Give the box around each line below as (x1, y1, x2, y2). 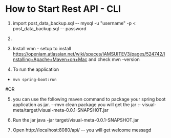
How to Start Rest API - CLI (5, 3, 121, 15)
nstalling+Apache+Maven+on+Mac (12, 56, 88, 62)
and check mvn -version (88, 56, 140, 62)
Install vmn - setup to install (12, 45, 72, 51)
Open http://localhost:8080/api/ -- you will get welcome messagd (12, 127, 152, 133)
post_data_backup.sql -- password (12, 25, 87, 31)
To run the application (12, 66, 59, 72)
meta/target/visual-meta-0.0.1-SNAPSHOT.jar (12, 107, 109, 113)
